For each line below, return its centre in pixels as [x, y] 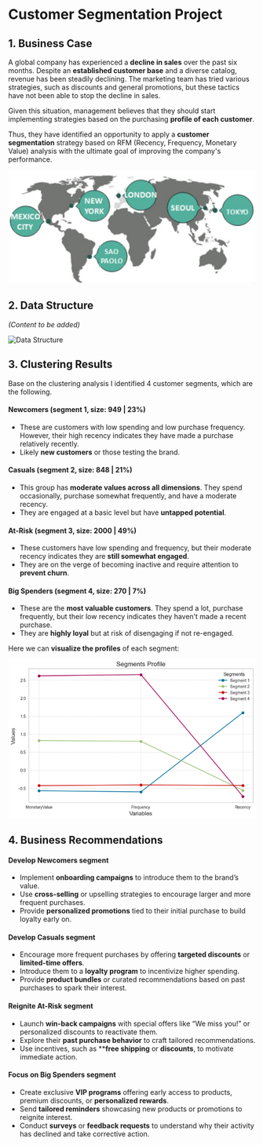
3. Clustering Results [60, 365]
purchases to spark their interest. [73, 988]
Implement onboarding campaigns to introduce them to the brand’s [129, 877]
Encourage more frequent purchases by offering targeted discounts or [135, 954]
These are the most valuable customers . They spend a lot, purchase [131, 608]
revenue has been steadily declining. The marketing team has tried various [129, 79]
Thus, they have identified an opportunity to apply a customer [109, 134]
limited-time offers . [52, 963]
